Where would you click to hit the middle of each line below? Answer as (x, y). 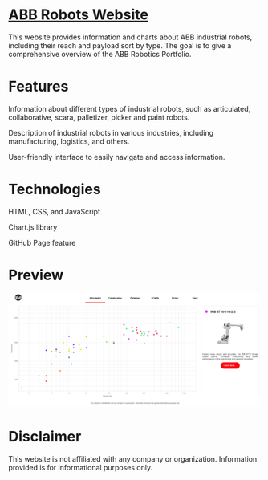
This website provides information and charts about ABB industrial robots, (130, 37)
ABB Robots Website (78, 15)
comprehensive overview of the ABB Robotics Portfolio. (100, 54)
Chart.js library (33, 227)
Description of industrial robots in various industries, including (111, 132)
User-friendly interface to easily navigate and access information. (117, 157)
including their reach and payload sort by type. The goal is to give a (120, 45)
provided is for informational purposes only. (81, 468)
